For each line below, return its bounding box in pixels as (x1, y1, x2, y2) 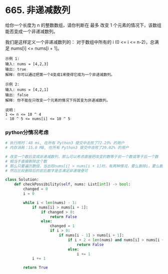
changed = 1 (49, 223, 75, 228)
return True (23, 265, 48, 270)
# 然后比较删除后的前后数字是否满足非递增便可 (5, 168, 88, 173)
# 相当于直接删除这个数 (5, 159, 47, 164)
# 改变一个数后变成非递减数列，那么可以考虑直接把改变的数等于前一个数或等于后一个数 (5, 154, 158, 159)
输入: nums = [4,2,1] (5, 87, 49, 92)
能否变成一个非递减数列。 (5, 28, 58, 34)
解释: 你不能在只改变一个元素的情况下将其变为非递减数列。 (5, 98, 110, 103)
